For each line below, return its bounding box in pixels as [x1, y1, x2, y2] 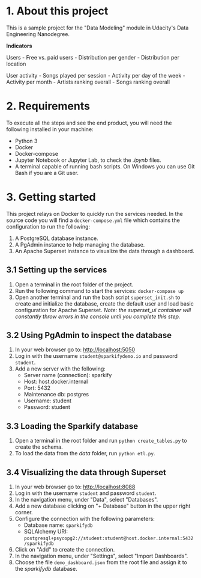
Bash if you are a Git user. [14, 169, 79, 176]
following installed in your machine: [6, 125, 94, 133]
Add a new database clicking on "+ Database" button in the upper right [14, 502, 191, 509]
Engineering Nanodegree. [6, 30, 70, 37]
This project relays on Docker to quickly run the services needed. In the [6, 210, 183, 217]
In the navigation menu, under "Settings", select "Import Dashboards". [14, 552, 188, 560]
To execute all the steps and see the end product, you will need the [6, 119, 172, 126]
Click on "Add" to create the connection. [14, 546, 115, 553]
